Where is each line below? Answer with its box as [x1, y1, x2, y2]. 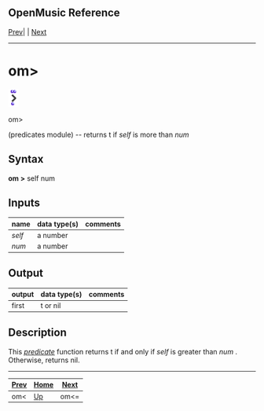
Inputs [8, 196, 41, 209]
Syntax [8, 152, 44, 166]
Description [8, 326, 67, 339]
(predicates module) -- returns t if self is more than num [8, 130, 189, 139]
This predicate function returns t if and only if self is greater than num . [8, 347, 238, 356]
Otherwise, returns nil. [8, 355, 80, 365]
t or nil [40, 301, 61, 310]
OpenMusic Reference [8, 6, 120, 20]
